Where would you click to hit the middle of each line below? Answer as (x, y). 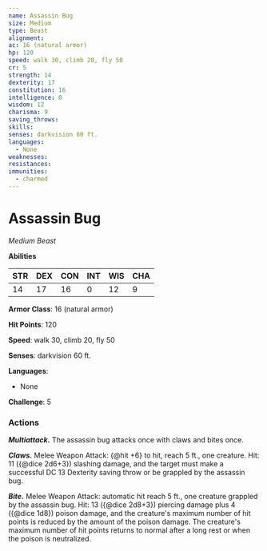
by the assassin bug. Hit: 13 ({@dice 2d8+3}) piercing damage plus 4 (122, 505)
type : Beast (28, 30)
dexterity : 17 (32, 82)
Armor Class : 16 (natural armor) (61, 309)
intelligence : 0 (35, 97)
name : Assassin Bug (41, 16)
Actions (24, 422)
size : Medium (30, 23)
